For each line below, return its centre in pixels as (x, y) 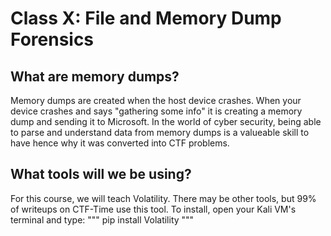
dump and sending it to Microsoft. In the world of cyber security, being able (166, 121)
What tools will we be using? (101, 174)
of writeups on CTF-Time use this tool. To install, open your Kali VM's (153, 209)
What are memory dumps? (95, 76)
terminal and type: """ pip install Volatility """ (102, 219)
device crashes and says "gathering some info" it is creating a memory (156, 111)
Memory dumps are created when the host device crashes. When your (156, 100)
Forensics (52, 39)
